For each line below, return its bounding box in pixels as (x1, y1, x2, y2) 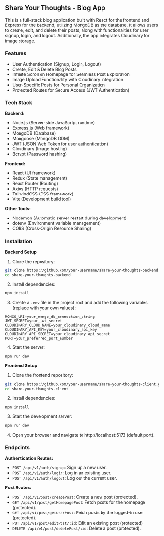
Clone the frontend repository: (12, 372, 73, 378)
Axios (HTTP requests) (12, 186, 59, 192)
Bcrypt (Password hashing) (12, 151, 67, 157)
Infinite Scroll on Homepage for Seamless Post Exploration (12, 72, 130, 77)
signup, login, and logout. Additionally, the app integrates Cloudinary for (5, 32, 150, 38)
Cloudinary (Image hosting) (12, 146, 67, 152)
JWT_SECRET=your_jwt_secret (5, 318, 62, 324)
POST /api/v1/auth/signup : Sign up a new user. (12, 465, 107, 470)
